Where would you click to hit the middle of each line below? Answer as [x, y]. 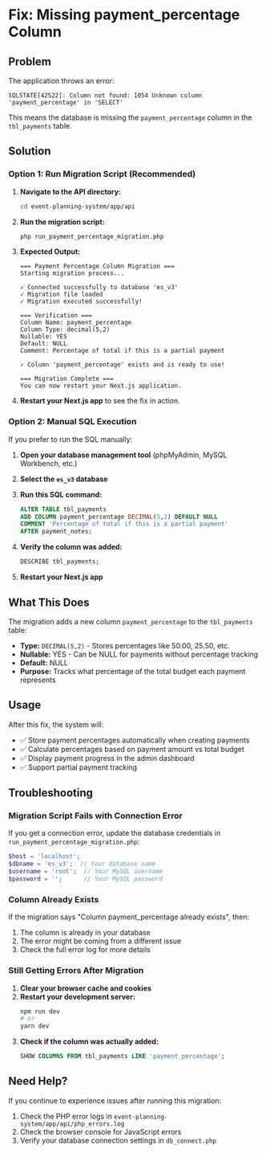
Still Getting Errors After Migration [76, 971]
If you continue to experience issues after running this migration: [115, 1100]
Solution [30, 151]
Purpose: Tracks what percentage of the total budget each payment [133, 671]
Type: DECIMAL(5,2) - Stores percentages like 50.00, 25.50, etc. [125, 645]
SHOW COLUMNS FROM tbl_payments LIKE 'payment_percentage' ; [122, 1057]
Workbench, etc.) [48, 463]
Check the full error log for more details [85, 950]
